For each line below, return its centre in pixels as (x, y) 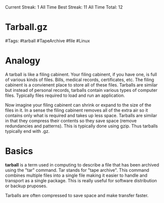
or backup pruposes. (26, 186)
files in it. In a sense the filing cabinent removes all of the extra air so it (77, 110)
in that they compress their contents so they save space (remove (71, 121)
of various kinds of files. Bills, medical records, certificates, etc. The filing (80, 80)
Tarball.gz (26, 27)
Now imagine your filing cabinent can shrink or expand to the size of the (78, 105)
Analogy (23, 61)
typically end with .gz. (28, 131)
